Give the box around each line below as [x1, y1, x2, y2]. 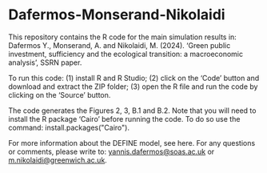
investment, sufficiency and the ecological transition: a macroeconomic [8, 49, 244, 58]
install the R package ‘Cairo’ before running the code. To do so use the [8, 114, 241, 123]
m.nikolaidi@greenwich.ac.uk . [8, 155, 108, 165]
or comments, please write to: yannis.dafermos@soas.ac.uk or [8, 147, 215, 156]
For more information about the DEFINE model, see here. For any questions [8, 138, 256, 147]
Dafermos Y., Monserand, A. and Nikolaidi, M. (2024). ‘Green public [8, 40, 231, 50]
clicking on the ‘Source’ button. [8, 90, 111, 99]
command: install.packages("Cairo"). [8, 123, 130, 132]
